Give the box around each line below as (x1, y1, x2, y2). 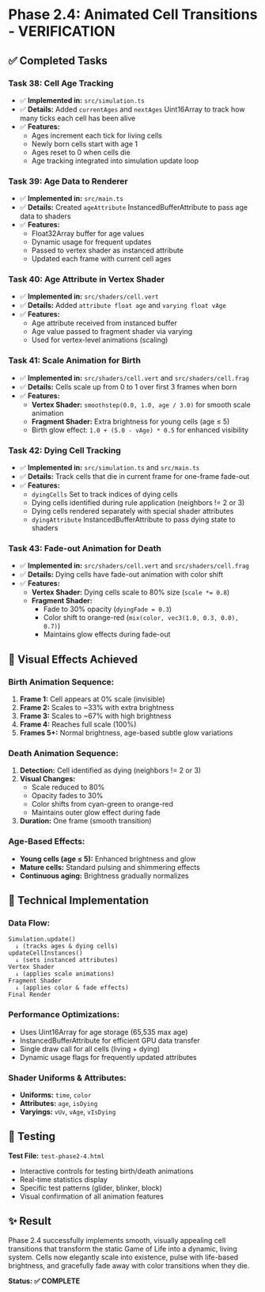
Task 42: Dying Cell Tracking (8, 445, 121, 456)
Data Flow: (8, 917, 50, 928)
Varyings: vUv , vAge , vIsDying (19, 1107, 116, 1116)
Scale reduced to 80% (31, 782, 105, 792)
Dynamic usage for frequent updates (31, 237, 152, 247)
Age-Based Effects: (8, 836, 85, 847)
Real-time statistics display (19, 1174, 108, 1184)
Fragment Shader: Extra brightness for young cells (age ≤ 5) (31, 416, 230, 426)
